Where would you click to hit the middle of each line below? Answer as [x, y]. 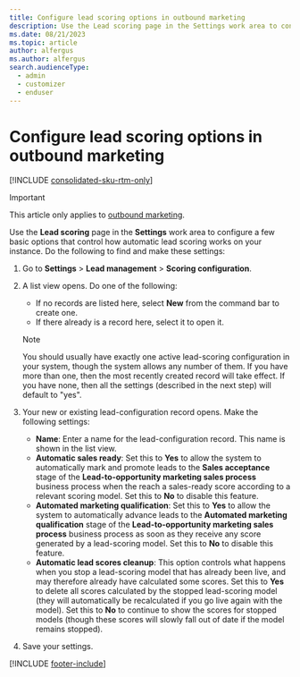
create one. [57, 313]
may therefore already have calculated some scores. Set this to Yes [159, 581]
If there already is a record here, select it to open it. [130, 322]
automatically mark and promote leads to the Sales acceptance [153, 468]
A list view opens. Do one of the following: [100, 286]
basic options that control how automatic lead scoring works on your [135, 241]
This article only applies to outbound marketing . [97, 215]
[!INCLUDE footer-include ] [58, 664]
